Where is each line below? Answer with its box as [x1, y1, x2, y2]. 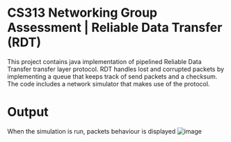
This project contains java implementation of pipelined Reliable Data [7, 57, 202, 65]
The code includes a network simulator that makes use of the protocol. [7, 79, 210, 88]
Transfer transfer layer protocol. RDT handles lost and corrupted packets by [7, 65, 225, 73]
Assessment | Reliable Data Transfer [7, 19, 223, 35]
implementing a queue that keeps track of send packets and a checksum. [7, 72, 218, 81]
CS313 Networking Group [7, 5, 158, 21]
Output [7, 104, 49, 120]
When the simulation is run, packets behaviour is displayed [7, 127, 176, 135]
